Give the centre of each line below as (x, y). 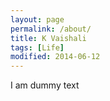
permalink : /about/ (51, 29)
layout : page (37, 19)
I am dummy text (45, 85)
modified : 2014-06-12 (55, 57)
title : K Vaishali (48, 38)
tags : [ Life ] (37, 47)
